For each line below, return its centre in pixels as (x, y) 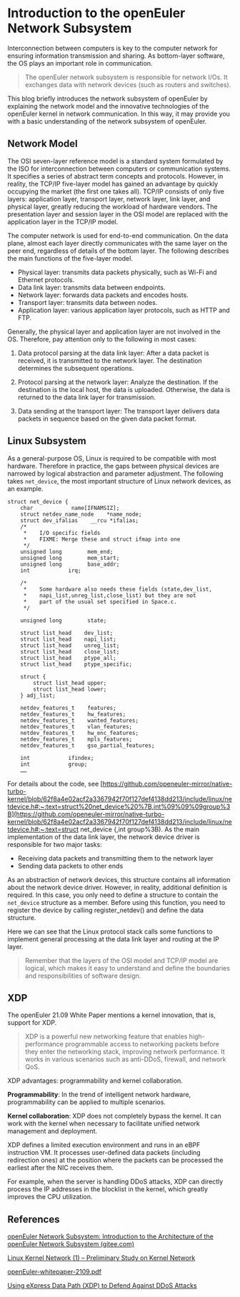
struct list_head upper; (70, 683)
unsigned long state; (64, 620)
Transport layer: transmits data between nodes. (87, 302)
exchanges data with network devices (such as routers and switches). (128, 84)
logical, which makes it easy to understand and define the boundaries (127, 968)
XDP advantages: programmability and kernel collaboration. (95, 1081)
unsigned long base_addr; (70, 564)
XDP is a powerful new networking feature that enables (106, 1036)
